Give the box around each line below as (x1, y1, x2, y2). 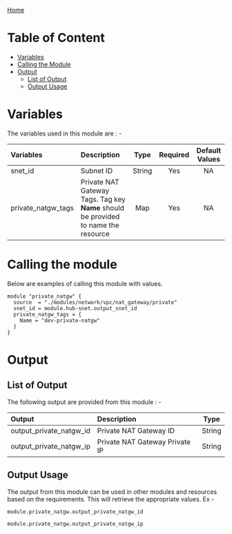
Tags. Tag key (80, 194, 126, 204)
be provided (80, 211, 120, 221)
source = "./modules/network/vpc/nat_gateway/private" (13, 298, 177, 306)
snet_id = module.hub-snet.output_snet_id (13, 305, 137, 312)
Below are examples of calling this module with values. (7, 279, 163, 287)
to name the (80, 220, 119, 230)
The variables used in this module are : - (7, 129, 122, 137)
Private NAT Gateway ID (97, 426, 175, 435)
